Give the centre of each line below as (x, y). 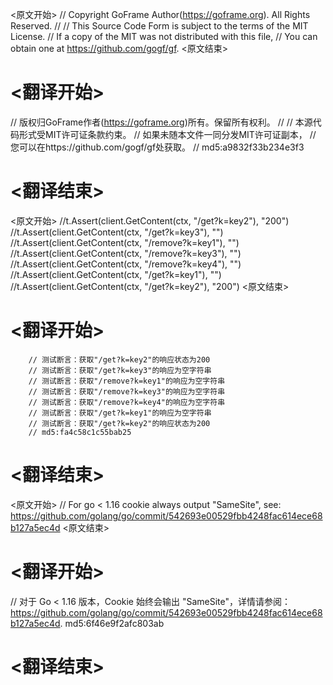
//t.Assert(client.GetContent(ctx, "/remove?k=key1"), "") (125, 242)
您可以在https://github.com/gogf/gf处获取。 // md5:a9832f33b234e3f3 (157, 147)
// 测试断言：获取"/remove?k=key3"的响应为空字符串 (127, 391)
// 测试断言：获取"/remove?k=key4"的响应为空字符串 (127, 402)
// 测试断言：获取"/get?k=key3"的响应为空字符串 (120, 370)
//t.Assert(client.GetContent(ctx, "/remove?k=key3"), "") (126, 253)
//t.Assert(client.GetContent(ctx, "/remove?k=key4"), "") (126, 264)
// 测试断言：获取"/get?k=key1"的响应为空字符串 (120, 413)
